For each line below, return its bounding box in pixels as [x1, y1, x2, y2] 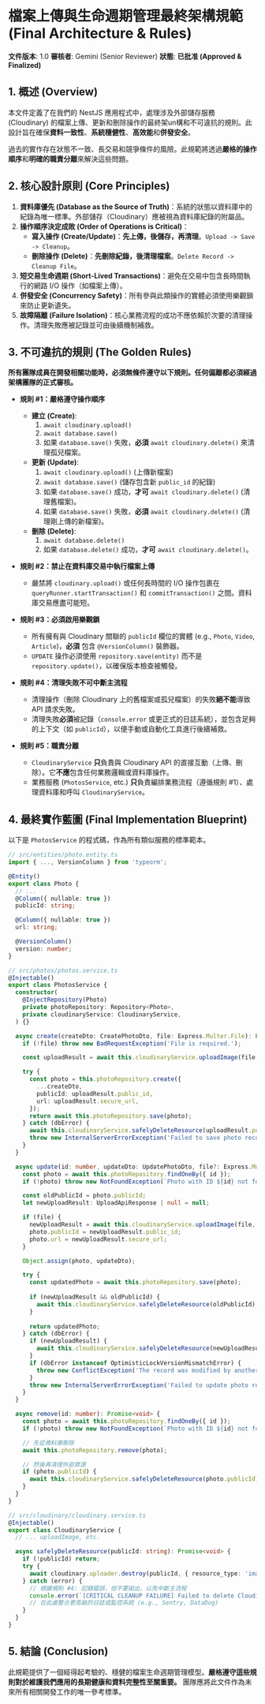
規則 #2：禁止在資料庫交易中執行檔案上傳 [19, 562, 155, 571]
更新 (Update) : [31, 458, 79, 467]
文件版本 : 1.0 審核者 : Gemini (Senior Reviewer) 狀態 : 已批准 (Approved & [8, 51, 242, 61]
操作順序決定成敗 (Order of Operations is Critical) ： [19, 222, 189, 231]
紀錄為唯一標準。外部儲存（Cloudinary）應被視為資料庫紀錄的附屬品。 [19, 211, 249, 221]
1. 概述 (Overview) [8, 85, 99, 99]
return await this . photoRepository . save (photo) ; [28, 1112, 192, 1120]
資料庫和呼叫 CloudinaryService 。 [38, 787, 150, 797]
